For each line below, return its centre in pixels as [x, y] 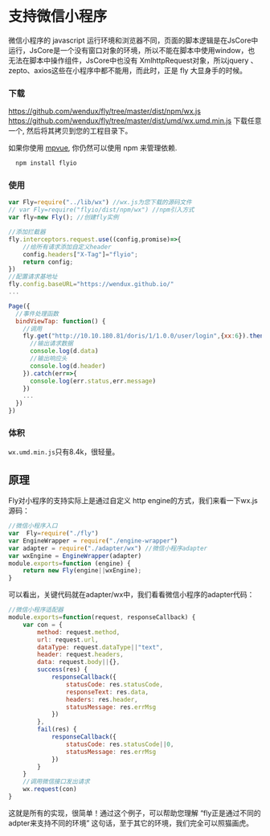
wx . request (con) [50, 789]
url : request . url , [68, 640]
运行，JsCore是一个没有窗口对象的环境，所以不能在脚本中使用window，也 [132, 50]
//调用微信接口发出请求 [56, 782]
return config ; [48, 262]
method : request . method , [79, 632]
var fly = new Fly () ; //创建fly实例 [63, 218]
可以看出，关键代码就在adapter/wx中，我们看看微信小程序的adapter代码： [131, 595]
